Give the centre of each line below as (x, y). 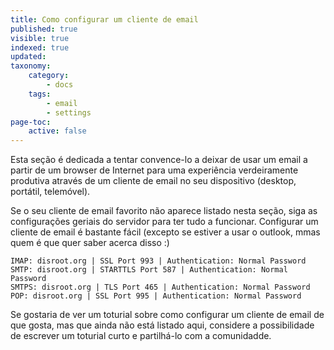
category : (49, 76)
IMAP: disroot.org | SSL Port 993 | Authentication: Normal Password (158, 261)
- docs (60, 85)
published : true (44, 29)
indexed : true (40, 47)
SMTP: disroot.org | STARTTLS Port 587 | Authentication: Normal (149, 270)
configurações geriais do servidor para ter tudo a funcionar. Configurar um (164, 222)
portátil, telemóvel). (50, 192)
